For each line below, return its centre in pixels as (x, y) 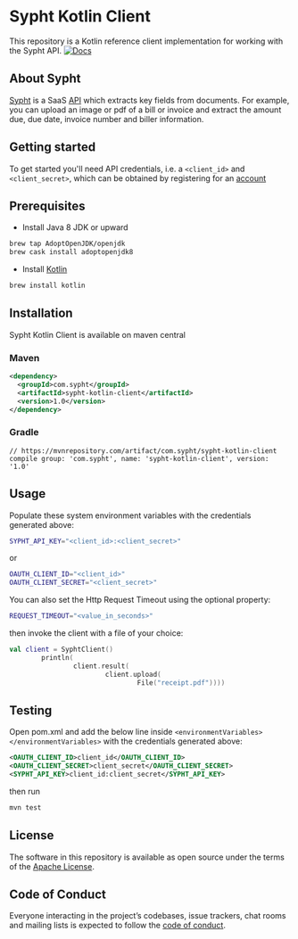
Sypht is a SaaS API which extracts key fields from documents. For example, (149, 100)
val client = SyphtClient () (62, 650)
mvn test (25, 807)
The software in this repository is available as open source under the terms (147, 857)
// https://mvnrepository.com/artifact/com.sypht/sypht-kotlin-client (143, 451)
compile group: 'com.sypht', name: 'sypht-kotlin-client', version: (139, 458)
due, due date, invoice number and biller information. (107, 119)
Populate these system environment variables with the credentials (130, 515)
